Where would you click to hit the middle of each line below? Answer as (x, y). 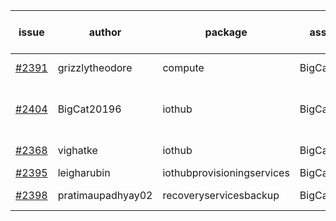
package (226, 32)
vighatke (77, 150)
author (105, 32)
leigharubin (84, 172)
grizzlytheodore (95, 67)
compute (183, 67)
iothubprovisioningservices (226, 172)
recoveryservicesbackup (221, 195)
